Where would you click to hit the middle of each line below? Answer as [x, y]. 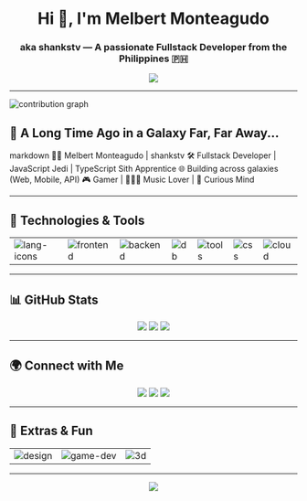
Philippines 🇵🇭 [153, 59]
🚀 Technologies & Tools [77, 220]
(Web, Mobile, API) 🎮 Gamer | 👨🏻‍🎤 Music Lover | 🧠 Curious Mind [132, 180]
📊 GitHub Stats [54, 299]
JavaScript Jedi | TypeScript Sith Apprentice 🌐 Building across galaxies [144, 169]
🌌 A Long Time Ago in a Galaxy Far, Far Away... [144, 133]
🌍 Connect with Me [67, 366]
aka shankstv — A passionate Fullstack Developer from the [153, 48]
